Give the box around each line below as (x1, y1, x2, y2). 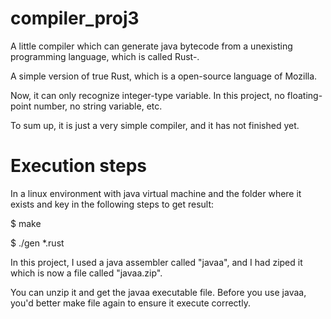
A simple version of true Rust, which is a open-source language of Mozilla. (10, 70, 318, 82)
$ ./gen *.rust (10, 237, 65, 249)
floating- (286, 89, 323, 101)
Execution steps (10, 155, 148, 177)
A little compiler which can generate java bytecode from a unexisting (10, 40, 293, 52)
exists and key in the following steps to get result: (10, 198, 215, 210)
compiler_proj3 (10, 7, 140, 30)
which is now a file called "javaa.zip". (10, 267, 163, 279)
